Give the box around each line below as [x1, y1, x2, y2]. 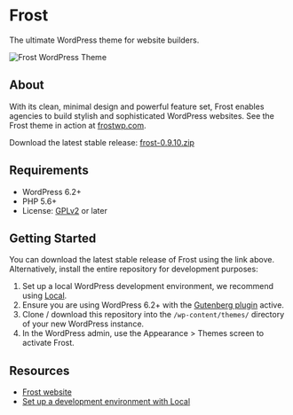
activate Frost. [21, 338, 75, 348]
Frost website [21, 387, 73, 397]
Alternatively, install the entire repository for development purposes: [9, 263, 259, 275]
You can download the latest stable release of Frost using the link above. [9, 254, 275, 265]
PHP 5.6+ [21, 196, 58, 207]
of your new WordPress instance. [21, 318, 145, 329]
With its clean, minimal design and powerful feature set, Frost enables [9, 101, 265, 112]
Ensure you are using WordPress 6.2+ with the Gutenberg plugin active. [21, 300, 284, 310]
